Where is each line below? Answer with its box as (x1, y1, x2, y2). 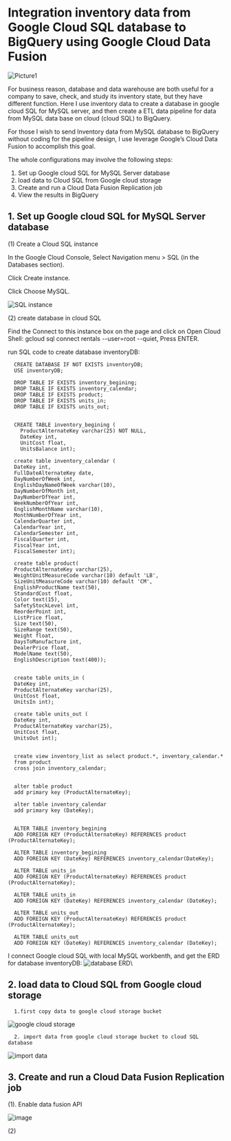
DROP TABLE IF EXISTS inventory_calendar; (14, 385, 137, 392)
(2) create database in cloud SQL (8, 313, 102, 322)
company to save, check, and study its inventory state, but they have (8, 92, 203, 101)
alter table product (14, 783, 73, 790)
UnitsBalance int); (20, 446, 76, 452)
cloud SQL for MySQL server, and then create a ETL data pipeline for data (8, 107, 217, 115)
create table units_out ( (14, 711, 89, 718)
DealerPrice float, (14, 644, 70, 651)
